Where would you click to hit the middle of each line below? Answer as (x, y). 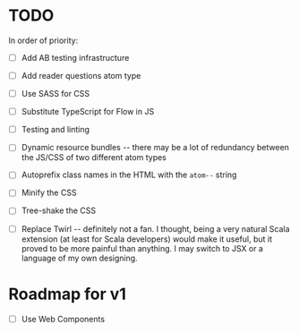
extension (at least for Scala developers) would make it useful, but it (147, 239)
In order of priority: (43, 40)
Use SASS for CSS (56, 94)
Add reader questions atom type (81, 76)
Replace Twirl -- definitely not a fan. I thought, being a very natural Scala (155, 228)
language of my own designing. (79, 258)
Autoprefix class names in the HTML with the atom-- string (129, 175)
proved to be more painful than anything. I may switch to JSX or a (142, 248)
